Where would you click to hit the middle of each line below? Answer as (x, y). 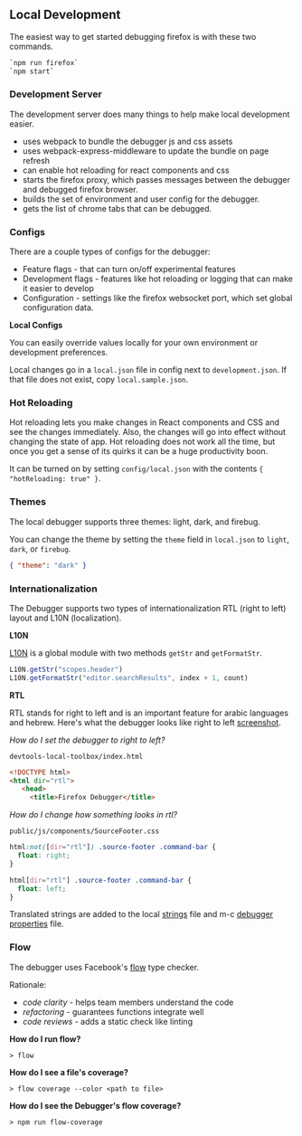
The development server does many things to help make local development (150, 114)
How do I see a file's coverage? (69, 1072)
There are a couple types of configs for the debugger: (110, 251)
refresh (36, 160)
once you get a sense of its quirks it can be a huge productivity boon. (139, 451)
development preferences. (59, 353)
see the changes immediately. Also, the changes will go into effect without (148, 432)
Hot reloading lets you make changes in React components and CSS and (145, 422)
